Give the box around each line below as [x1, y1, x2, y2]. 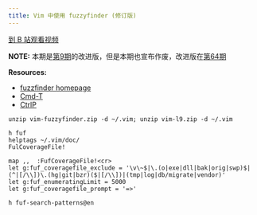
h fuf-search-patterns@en [8, 198, 94, 207]
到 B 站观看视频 [8, 34, 60, 44]
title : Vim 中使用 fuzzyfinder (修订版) [8, 11, 137, 20]
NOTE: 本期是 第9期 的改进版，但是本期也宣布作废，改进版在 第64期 [8, 51, 227, 61]
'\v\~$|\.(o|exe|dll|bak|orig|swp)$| [126, 164, 251, 172]
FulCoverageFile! [8, 143, 66, 151]
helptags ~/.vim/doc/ [8, 136, 80, 144]
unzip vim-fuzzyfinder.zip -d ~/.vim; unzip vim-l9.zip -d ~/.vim [8, 115, 233, 123]
